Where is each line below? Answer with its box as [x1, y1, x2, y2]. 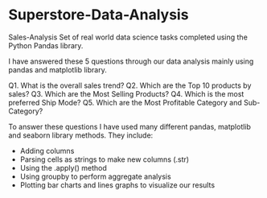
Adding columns [19, 146, 75, 155]
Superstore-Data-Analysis [8, 6, 189, 24]
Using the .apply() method [19, 163, 107, 172]
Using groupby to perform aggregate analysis [19, 171, 171, 181]
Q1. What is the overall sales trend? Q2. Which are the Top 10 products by [8, 80, 252, 90]
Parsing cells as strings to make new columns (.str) [19, 155, 190, 164]
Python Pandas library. [8, 40, 84, 50]
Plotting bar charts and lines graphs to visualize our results [19, 179, 216, 190]
